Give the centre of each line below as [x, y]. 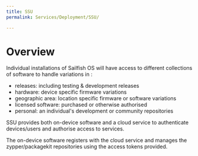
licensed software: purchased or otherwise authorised [81, 105]
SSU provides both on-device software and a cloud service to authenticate [97, 123]
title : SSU [20, 12]
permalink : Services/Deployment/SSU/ [53, 17]
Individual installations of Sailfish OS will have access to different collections [99, 68]
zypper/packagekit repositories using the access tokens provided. [87, 147]
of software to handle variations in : [49, 74]
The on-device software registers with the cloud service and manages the [97, 141]
